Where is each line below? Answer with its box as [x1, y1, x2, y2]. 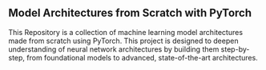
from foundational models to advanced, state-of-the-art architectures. [26, 52, 258, 62]
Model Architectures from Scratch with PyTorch [8, 6, 252, 20]
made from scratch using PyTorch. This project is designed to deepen [8, 36, 239, 45]
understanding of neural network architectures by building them [8, 44, 220, 54]
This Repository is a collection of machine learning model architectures [8, 27, 243, 37]
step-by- [220, 44, 250, 54]
